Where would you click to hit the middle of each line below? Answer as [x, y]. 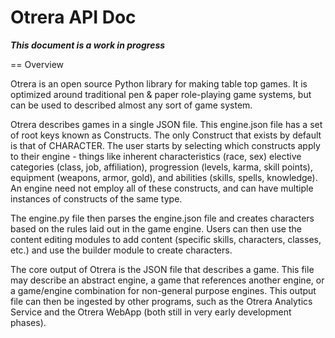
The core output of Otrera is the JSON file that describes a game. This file [162, 269]
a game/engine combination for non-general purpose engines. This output [163, 290]
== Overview [37, 64]
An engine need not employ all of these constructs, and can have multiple [162, 188]
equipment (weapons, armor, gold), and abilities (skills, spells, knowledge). [164, 177]
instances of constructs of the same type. [96, 198]
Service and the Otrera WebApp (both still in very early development [151, 312]
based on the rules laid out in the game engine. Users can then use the [156, 228]
